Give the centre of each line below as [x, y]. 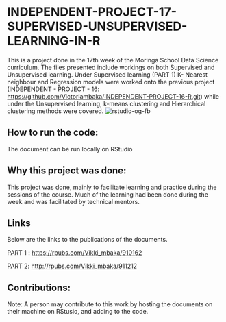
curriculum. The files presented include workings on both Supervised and [111, 67]
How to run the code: [53, 133]
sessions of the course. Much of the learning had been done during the [108, 194]
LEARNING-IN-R [54, 41]
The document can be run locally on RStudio [70, 149]
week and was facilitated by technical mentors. [74, 201]
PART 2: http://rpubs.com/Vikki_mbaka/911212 [72, 266]
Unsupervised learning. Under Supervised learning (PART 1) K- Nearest [107, 74]
